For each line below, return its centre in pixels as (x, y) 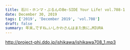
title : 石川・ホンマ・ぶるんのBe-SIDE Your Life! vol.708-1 (65, 10)
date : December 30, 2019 (31, 14)
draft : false (19, 24)
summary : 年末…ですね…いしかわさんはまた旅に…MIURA (54, 28)
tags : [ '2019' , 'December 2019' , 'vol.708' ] (52, 19)
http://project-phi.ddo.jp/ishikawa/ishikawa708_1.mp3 (61, 42)
